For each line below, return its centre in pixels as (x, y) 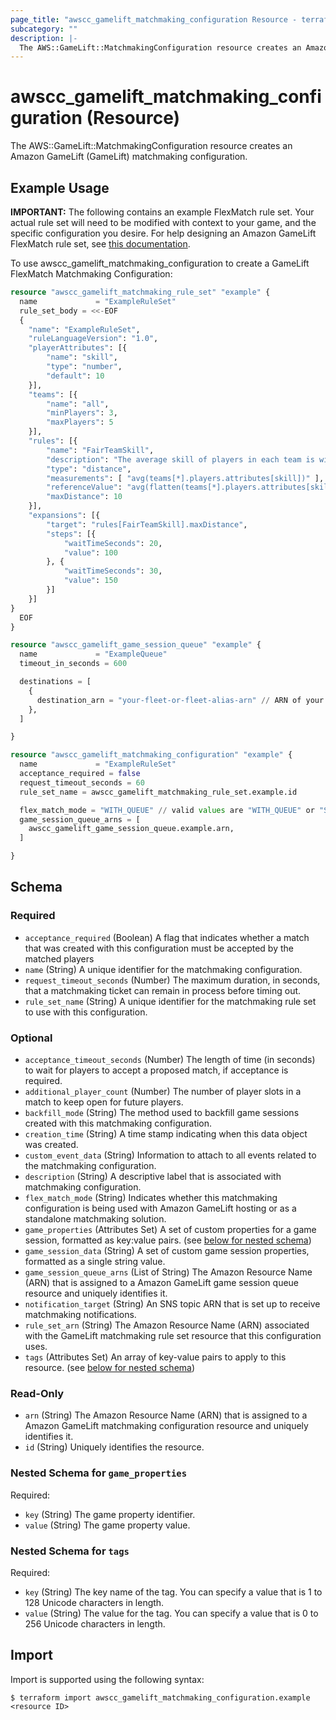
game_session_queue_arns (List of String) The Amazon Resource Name (168, 1272)
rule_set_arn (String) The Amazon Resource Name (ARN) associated (167, 1325)
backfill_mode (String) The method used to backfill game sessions (162, 1112)
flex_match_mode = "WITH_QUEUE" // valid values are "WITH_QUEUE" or (167, 810)
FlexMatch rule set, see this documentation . (100, 244)
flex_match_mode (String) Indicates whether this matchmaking (151, 1197)
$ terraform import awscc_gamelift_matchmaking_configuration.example (160, 1697)
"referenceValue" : (84, 487)
